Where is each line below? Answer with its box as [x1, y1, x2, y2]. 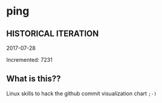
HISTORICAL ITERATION [6, 28, 99, 39]
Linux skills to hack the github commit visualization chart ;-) [6, 90, 157, 97]
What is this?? [6, 74, 61, 84]
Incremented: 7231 [6, 56, 53, 63]
